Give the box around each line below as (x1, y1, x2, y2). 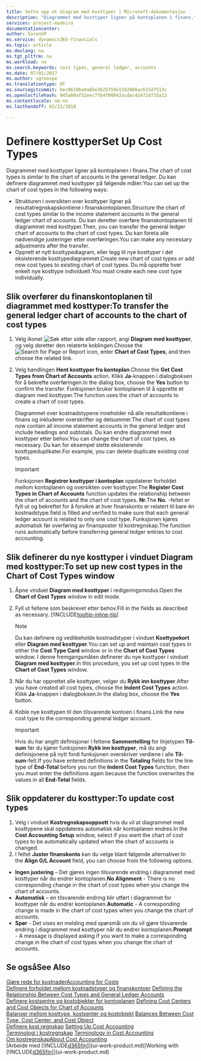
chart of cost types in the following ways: (6, 186, 108, 194)
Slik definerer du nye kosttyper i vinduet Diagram (6, 552, 193, 562)
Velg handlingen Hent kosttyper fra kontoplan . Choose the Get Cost (14, 366, 184, 373)
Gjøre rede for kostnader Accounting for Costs (6, 978, 119, 986)
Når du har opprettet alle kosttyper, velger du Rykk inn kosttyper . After (14, 678, 190, 685)
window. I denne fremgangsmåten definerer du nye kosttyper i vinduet (14, 654, 188, 661)
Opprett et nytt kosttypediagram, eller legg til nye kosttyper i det (14, 249, 173, 256)
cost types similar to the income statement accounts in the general (14, 210, 179, 217)
